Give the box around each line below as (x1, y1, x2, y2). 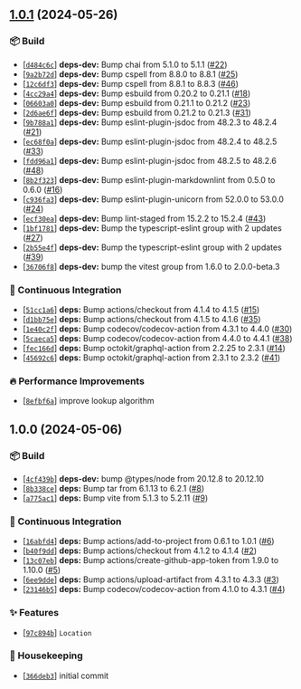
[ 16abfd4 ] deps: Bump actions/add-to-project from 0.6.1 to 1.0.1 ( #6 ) (22, 536, 275, 547)
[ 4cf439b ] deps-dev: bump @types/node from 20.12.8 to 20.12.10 (22, 473, 265, 483)
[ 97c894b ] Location (22, 627, 92, 637)
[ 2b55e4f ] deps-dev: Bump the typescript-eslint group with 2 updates (22, 242, 282, 253)
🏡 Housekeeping (9, 649, 83, 662)
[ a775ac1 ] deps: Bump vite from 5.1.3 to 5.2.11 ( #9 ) (22, 493, 209, 503)
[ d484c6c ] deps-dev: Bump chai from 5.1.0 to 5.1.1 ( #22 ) (22, 59, 228, 70)
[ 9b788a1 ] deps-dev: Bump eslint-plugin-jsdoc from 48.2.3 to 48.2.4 (22, 117, 277, 128)
